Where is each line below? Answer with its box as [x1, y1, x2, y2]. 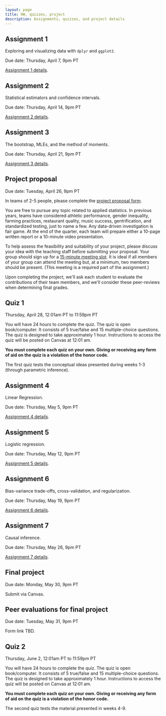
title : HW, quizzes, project [5, 12, 65, 17]
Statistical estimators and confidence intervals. [5, 95, 101, 101]
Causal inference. [5, 535, 41, 541]
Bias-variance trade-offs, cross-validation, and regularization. [5, 488, 131, 494]
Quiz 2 [5, 642, 26, 651]
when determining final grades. [5, 284, 69, 290]
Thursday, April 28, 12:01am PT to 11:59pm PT [5, 312, 98, 318]
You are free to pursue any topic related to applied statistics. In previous [5, 207, 152, 213]
